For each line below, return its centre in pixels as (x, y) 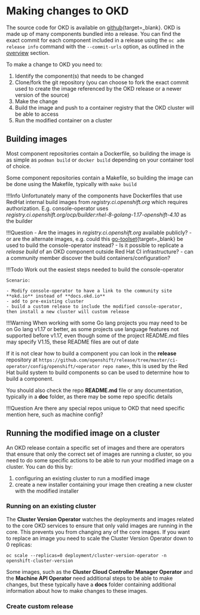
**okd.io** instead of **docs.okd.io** (56, 296)
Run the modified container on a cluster (63, 120)
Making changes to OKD (67, 11)
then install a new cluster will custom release (68, 311)
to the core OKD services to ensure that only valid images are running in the (99, 526)
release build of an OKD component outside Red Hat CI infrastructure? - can (100, 251)
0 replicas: (19, 545)
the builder (19, 221)
